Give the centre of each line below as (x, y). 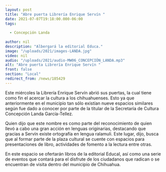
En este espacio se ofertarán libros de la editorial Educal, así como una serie (83, 154)
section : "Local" (23, 74)
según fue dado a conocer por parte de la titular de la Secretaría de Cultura (82, 108)
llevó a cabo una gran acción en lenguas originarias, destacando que (76, 129)
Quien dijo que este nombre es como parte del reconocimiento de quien (79, 123)
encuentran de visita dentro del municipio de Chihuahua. (63, 164)
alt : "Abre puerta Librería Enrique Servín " (53, 65)
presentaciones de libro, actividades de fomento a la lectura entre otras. (79, 144)
